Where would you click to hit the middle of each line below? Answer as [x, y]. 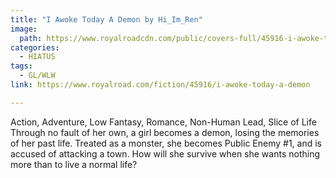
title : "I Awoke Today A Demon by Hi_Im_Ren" [106, 19]
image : [24, 29]
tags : [21, 66]
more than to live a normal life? [74, 164]
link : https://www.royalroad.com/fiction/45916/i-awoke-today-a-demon [160, 85]
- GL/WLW [37, 76]
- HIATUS [37, 57]
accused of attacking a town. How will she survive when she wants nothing [165, 153]
